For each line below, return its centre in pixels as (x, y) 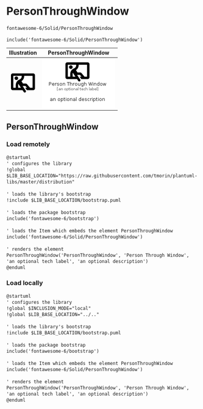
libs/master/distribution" (41, 182)
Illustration (23, 53)
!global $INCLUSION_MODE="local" (49, 309)
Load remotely (28, 144)
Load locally (25, 282)
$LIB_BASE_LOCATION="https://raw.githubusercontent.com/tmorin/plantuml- (102, 175)
